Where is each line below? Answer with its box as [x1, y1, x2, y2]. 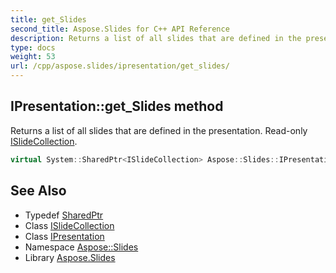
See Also [10, 182, 67, 200]
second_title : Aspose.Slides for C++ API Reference [10, 24, 230, 34]
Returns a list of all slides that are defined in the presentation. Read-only [10, 124, 308, 136]
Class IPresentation [24, 230, 105, 242]
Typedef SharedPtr [24, 209, 104, 221]
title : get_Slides [10, 14, 87, 25]
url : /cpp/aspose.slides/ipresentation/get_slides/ [10, 61, 230, 71]
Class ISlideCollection [24, 219, 115, 231]
